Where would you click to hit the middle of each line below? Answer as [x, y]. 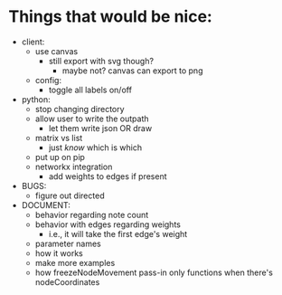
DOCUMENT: [46, 205]
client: [33, 42]
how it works [59, 253]
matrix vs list [59, 138]
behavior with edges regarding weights [108, 224]
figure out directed [70, 195]
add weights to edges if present [108, 176]
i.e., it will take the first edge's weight [118, 233]
